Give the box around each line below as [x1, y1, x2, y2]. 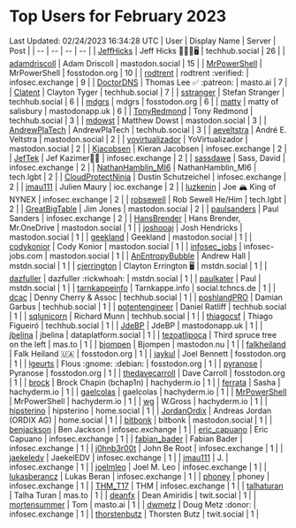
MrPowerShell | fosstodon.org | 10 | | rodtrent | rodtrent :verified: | [9, 67, 249, 78]
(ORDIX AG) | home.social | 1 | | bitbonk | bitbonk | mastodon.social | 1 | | [9, 414, 272, 425]
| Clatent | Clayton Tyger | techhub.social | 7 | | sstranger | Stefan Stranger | [9, 87, 285, 97]
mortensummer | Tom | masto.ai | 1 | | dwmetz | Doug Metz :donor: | [9, 499, 256, 509]
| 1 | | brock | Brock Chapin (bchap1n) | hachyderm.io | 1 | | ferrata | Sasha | [9, 377, 281, 387]
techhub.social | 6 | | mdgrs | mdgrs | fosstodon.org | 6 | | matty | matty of [9, 96, 279, 107]
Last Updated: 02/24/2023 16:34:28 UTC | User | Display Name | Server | [9, 35, 277, 46]
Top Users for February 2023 [9, 6, 227, 27]
